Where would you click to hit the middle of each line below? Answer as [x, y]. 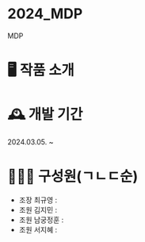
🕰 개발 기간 [45, 115]
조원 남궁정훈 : [41, 220]
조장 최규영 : [38, 200]
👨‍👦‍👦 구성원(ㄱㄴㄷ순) [73, 177]
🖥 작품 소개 [41, 70]
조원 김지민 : [38, 210]
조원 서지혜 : [38, 230]
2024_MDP [45, 14]
